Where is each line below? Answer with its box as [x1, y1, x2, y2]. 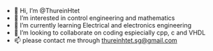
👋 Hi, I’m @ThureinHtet [13, 7, 80, 14]
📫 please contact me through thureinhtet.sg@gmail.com [13, 37, 178, 44]
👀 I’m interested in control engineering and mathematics [13, 14, 175, 22]
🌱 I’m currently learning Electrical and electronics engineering [13, 21, 192, 29]
